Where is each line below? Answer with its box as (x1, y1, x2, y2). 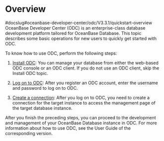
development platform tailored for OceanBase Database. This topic (5, 30, 142, 36)
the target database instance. (12, 105, 73, 111)
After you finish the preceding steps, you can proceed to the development (5, 114, 156, 120)
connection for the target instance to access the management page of (12, 100, 156, 106)
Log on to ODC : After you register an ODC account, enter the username (12, 80, 159, 86)
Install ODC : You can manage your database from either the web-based (12, 60, 159, 66)
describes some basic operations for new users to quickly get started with (5, 35, 157, 41)
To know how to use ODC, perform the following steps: (5, 50, 117, 56)
